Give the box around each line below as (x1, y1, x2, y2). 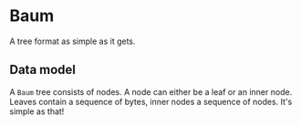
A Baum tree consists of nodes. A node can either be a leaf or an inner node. (9, 86, 293, 97)
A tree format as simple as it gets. (9, 36, 136, 47)
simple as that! (9, 106, 65, 117)
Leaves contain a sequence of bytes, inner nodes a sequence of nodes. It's (9, 96, 293, 107)
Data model (9, 62, 76, 78)
